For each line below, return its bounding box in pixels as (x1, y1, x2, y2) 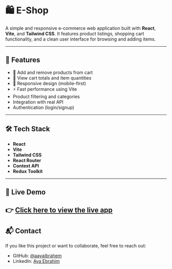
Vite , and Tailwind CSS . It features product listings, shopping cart (5, 30, 144, 36)
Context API (12, 163, 39, 169)
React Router (12, 157, 41, 163)
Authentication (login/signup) (12, 104, 75, 110)
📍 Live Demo (5, 187, 46, 196)
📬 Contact (5, 226, 41, 235)
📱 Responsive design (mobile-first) (12, 80, 86, 86)
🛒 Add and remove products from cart (12, 69, 93, 75)
